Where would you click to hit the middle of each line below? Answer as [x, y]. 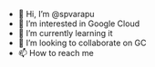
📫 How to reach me [56, 53]
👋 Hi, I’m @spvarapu [56, 14]
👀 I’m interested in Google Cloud [78, 24]
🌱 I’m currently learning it [65, 33]
